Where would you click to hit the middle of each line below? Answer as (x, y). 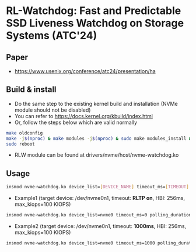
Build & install (31, 90)
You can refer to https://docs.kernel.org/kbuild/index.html (84, 116)
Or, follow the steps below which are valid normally (76, 122)
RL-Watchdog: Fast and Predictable (94, 11)
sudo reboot (20, 144)
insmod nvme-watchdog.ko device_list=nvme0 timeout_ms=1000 (81, 243)
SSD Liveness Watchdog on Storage (95, 23)
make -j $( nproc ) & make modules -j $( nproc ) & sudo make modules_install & (99, 139)
